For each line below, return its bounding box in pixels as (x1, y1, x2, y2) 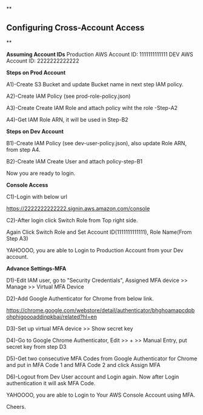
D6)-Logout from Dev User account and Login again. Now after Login (6, 373, 179, 380)
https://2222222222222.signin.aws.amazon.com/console (6, 205, 150, 212)
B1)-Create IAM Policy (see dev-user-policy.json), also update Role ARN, (6, 139, 187, 146)
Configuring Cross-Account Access (6, 22, 145, 33)
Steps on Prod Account (6, 69, 66, 76)
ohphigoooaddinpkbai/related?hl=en (6, 313, 97, 320)
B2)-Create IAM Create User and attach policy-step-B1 (6, 157, 143, 165)
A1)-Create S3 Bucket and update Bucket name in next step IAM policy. (6, 80, 184, 87)
